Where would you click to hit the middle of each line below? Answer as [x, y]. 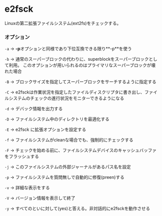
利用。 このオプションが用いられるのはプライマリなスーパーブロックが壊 [82, 65]
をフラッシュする [22, 156]
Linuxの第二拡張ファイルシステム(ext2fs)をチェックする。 [63, 23]
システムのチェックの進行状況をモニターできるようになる [66, 98]
